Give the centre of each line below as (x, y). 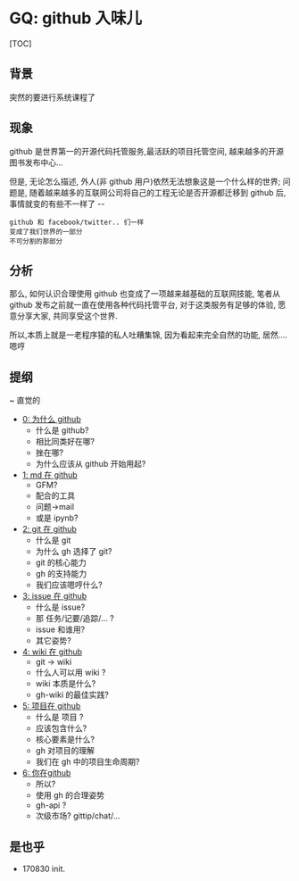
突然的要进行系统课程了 (52, 97)
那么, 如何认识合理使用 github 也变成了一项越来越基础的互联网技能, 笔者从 (145, 294)
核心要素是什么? (65, 740)
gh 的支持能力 (61, 574)
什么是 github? (62, 430)
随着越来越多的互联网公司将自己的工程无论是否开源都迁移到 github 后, (158, 192)
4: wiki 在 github (52, 652)
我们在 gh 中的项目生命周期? (87, 762)
